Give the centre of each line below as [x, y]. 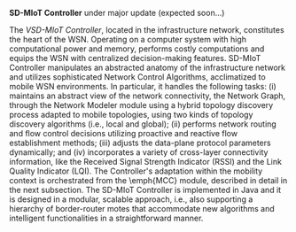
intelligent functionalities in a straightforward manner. [106, 218]
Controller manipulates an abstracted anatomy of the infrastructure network [148, 67]
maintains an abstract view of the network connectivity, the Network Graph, [148, 96]
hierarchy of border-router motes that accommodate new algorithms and [142, 209]
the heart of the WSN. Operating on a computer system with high [128, 39]
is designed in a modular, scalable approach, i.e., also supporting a [131, 199]
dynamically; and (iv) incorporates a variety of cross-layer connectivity [139, 152]
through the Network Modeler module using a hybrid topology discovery [141, 105]
